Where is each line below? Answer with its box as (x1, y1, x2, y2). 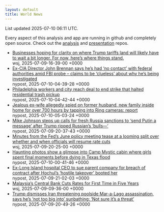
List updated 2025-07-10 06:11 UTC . (5, 25, 79, 31)
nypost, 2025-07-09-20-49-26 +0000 (12, 201, 90, 207)
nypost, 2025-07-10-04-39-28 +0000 (12, 81, 90, 87)
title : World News (5, 12, 43, 17)
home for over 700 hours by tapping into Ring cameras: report (12, 107, 138, 113)
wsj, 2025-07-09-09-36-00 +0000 (12, 185, 84, 191)
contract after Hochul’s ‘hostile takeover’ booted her (12, 170, 118, 176)
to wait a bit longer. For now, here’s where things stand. (12, 55, 124, 61)
